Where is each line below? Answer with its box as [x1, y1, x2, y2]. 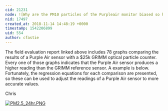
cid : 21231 [5, 7, 28, 12]
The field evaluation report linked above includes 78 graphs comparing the [5, 48, 159, 55]
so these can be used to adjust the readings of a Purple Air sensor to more [5, 75, 159, 81]
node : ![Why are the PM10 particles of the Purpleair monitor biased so [5, 12, 160, 17]
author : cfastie [5, 35, 39, 40]
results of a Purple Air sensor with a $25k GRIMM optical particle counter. [5, 54, 157, 60]
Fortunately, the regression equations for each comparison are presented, [5, 70, 157, 76]
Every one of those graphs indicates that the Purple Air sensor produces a [5, 59, 158, 65]
